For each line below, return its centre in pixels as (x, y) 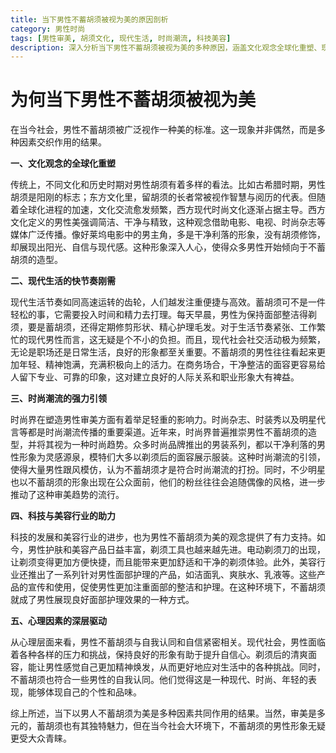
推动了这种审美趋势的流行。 (67, 495)
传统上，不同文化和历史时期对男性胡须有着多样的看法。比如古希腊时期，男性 (168, 185)
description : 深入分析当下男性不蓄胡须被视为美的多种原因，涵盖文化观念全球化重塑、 (166, 47)
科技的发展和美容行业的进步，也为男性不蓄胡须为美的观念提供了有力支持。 (163, 537)
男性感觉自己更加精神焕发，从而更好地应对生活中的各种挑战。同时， (185, 667)
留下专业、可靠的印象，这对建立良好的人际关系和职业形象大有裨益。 (159, 377)
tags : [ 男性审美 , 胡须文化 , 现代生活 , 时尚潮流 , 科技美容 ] (121, 38)
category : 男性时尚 (48, 29)
